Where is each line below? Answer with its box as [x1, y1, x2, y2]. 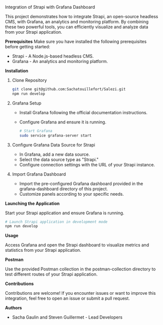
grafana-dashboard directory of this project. [19, 185, 108, 192]
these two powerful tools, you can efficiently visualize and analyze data [5, 24, 148, 30]
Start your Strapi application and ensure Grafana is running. [5, 210, 125, 216]
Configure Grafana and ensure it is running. [19, 119, 107, 125]
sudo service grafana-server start [19, 133, 91, 138]
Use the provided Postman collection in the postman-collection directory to [5, 266, 156, 272]
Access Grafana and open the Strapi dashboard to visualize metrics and [5, 242, 149, 248]
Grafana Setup [12, 100, 41, 106]
